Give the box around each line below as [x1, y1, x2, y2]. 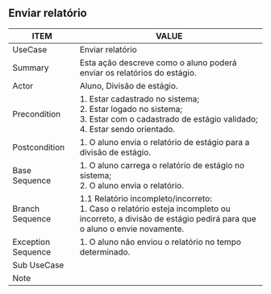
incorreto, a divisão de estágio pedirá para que [79, 213, 256, 224]
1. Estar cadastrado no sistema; [79, 93, 200, 104]
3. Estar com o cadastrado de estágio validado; [79, 113, 258, 124]
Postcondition [12, 141, 65, 152]
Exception [12, 236, 51, 247]
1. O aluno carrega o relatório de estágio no [79, 159, 244, 171]
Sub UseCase [12, 259, 65, 271]
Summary [12, 62, 50, 73]
